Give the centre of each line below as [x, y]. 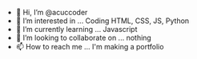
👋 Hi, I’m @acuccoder [52, 12]
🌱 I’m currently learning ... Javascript [76, 29]
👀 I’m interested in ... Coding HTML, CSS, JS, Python [103, 21]
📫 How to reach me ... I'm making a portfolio [90, 47]
